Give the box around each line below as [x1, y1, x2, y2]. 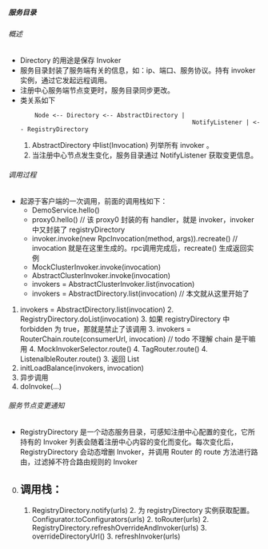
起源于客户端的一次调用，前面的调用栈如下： [19, 196, 168, 205]
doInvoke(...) [19, 381, 62, 391]
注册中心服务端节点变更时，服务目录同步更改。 [19, 85, 174, 95]
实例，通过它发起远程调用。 [19, 75, 112, 85]
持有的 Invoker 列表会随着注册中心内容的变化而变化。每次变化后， [19, 436, 238, 447]
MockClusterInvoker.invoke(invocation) [31, 262, 162, 272]
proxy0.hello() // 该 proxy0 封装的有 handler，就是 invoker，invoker [31, 214, 254, 224]
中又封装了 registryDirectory [31, 225, 126, 234]
